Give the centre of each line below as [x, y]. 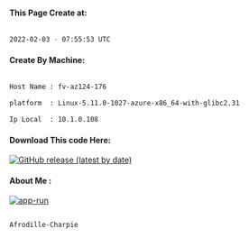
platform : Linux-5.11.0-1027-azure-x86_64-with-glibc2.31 [125, 104]
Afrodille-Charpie [44, 225]
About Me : [31, 180]
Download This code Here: [60, 140]
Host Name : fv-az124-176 [58, 87]
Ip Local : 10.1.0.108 [54, 120]
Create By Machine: [47, 59]
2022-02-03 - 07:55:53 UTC [60, 40]
